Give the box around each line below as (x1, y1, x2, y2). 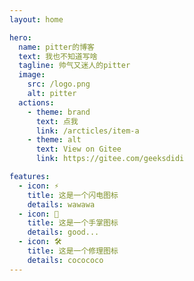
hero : (9, 32, 32, 43)
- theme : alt (27, 135, 82, 145)
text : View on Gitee (35, 144, 122, 155)
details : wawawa (27, 199, 96, 210)
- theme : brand (27, 107, 91, 117)
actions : (18, 97, 55, 108)
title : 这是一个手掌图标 (27, 218, 119, 228)
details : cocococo (27, 255, 104, 265)
